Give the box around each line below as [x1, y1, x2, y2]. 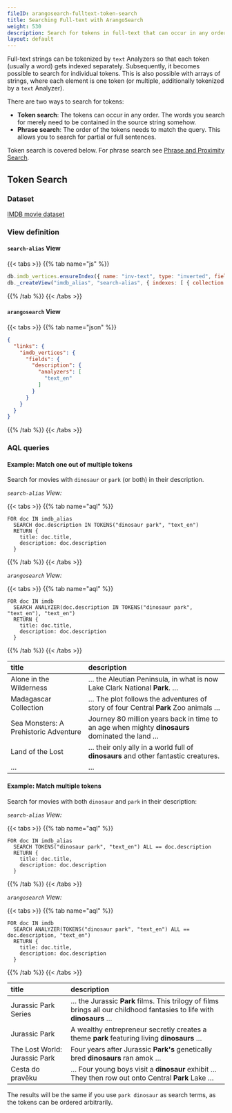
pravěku [10, 1073, 37, 1083]
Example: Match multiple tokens [7, 782, 101, 790]
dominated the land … [88, 731, 159, 741]
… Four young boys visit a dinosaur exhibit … [70, 1064, 217, 1074]
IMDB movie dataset [7, 210, 65, 218]
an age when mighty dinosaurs [88, 723, 190, 733]
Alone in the [10, 675, 50, 684]
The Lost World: [10, 1044, 62, 1054]
